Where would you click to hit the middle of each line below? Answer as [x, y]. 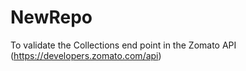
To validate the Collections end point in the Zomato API [123, 45]
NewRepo [51, 17]
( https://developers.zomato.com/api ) [86, 55]
